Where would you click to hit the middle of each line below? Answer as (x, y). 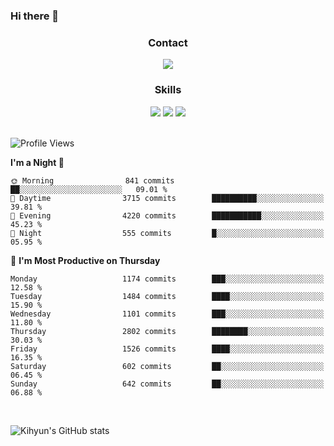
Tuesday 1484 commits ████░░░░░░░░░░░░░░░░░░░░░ (167, 296)
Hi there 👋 (35, 16)
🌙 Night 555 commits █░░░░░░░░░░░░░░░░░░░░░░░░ (167, 233)
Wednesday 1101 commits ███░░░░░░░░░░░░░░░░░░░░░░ (167, 314)
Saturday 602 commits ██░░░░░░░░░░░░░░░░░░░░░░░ (167, 366)
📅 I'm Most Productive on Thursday (85, 260)
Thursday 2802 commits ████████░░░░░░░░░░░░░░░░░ (167, 331)
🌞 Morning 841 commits (92, 180)
